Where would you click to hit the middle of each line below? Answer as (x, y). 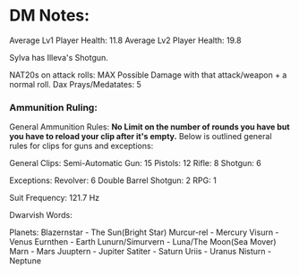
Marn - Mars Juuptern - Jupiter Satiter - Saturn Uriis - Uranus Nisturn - (141, 252)
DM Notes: (50, 16)
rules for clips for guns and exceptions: (81, 146)
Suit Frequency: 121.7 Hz (55, 198)
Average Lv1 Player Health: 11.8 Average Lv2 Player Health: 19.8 (125, 40)
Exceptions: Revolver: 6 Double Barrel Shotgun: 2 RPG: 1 (113, 180)
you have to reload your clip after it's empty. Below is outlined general (141, 137)
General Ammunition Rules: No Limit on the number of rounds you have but (149, 127)
